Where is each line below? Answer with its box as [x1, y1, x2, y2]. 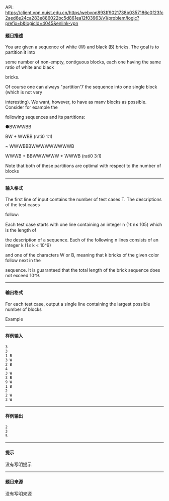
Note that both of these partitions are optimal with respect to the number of [5, 163, 161, 169]
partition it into [5, 49, 36, 55]
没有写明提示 [5, 461, 32, 467]
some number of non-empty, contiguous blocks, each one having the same [5, 59, 161, 65]
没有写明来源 [5, 490, 32, 497]
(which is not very [5, 89, 43, 95]
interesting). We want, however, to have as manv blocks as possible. [5, 99, 147, 105]
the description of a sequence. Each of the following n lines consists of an [5, 237, 158, 243]
